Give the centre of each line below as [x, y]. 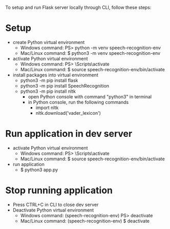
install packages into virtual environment [55, 75]
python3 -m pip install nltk [48, 91]
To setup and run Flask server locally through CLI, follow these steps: [78, 7]
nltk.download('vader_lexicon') [68, 113]
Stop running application [59, 190]
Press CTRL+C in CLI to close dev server [56, 204]
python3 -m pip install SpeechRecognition [65, 86]
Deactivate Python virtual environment [53, 210]
